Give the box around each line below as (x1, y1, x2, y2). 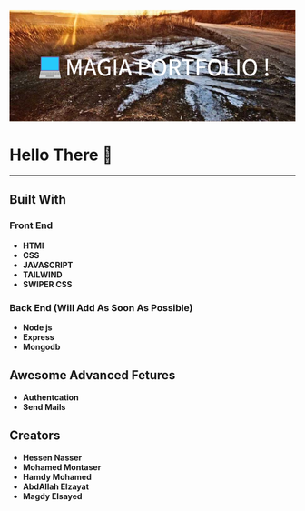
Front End (9, 219, 54, 232)
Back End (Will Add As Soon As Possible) (9, 301, 193, 314)
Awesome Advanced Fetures (9, 367, 176, 383)
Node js (22, 322, 53, 333)
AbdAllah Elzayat (22, 481, 89, 492)
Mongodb (22, 341, 61, 352)
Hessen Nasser (22, 452, 83, 463)
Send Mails (22, 401, 66, 412)
